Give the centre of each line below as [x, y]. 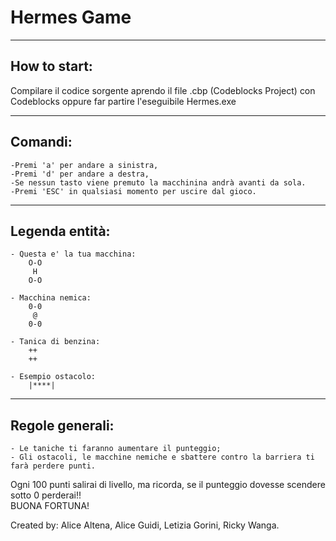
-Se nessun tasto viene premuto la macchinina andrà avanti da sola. [158, 182]
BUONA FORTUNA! [50, 506]
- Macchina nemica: [51, 298]
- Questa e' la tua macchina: [73, 254]
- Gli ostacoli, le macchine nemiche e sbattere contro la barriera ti [162, 457]
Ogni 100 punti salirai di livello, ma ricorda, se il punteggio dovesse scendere [168, 485]
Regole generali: [62, 425]
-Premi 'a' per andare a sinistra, [84, 165]
